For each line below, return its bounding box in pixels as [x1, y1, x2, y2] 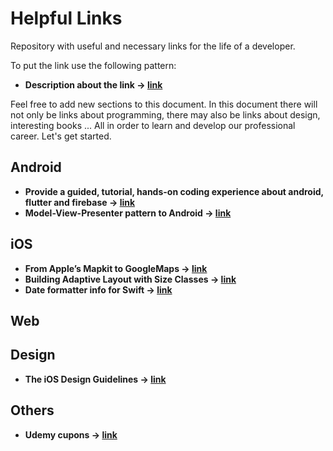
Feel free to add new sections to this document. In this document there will [10, 98, 318, 110]
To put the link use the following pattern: [10, 59, 177, 71]
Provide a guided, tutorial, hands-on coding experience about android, [24, 185, 324, 197]
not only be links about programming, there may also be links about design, [10, 108, 321, 121]
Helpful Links [10, 7, 123, 30]
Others [10, 402, 55, 419]
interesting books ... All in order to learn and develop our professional [10, 119, 296, 131]
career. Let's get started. [10, 130, 112, 142]
